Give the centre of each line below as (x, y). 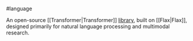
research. (18, 33)
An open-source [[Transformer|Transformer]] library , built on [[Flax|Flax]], (97, 20)
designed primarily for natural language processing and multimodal (88, 26)
